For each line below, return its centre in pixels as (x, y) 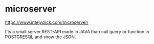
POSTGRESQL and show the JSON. (41, 37)
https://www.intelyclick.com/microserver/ (47, 22)
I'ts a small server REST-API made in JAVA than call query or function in (77, 31)
